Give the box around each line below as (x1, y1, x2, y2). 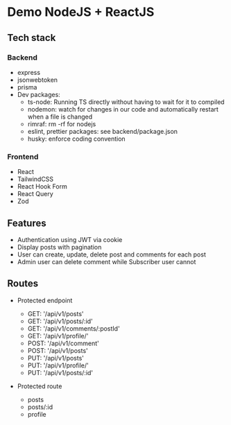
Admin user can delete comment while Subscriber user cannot (17, 257, 196, 266)
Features (7, 217, 46, 229)
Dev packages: (17, 90, 60, 98)
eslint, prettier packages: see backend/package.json (27, 127, 178, 135)
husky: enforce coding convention (27, 135, 126, 143)
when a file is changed (27, 112, 93, 121)
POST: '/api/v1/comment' (27, 339, 99, 347)
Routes (7, 278, 39, 290)
